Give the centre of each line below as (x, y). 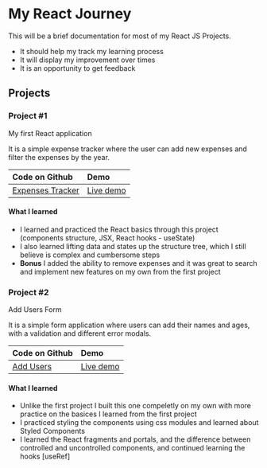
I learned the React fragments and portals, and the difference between (135, 439)
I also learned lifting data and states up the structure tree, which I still (133, 246)
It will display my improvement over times (87, 60)
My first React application (50, 133)
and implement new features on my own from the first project (120, 271)
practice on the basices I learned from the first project (108, 414)
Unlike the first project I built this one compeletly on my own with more (135, 406)
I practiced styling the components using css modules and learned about (139, 423)
